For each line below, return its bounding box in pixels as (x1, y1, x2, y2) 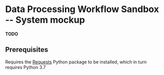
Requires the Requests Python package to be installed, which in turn (5, 59, 147, 65)
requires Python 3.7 (5, 64, 46, 70)
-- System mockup (5, 14, 86, 26)
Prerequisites (5, 45, 48, 54)
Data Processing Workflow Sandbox (5, 4, 159, 15)
